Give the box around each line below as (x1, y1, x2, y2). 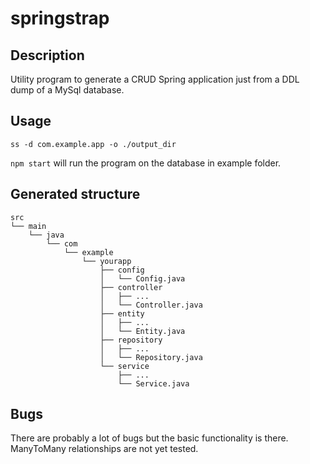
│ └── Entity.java (99, 326, 186, 336)
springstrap (10, 7, 110, 30)
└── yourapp (81, 256, 132, 266)
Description (10, 47, 85, 64)
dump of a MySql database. (10, 84, 125, 96)
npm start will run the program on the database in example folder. (10, 157, 282, 169)
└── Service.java (117, 378, 190, 389)
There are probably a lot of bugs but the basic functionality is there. (10, 432, 289, 444)
